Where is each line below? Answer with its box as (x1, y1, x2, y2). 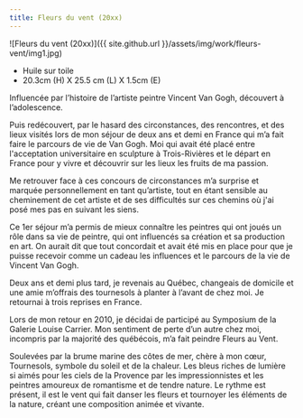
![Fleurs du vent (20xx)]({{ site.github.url (9, 38, 161, 49)
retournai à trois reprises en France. (9, 296, 142, 307)
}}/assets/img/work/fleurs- (161, 38, 262, 49)
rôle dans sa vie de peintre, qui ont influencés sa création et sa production (9, 231, 286, 242)
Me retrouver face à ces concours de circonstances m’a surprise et (9, 175, 260, 186)
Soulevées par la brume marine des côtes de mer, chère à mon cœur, (9, 350, 267, 361)
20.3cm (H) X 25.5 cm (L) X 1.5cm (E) (22, 74, 161, 86)
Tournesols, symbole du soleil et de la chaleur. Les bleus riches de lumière (9, 360, 286, 371)
